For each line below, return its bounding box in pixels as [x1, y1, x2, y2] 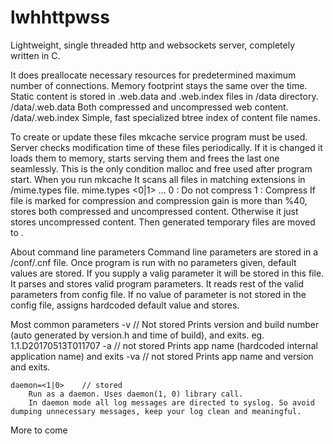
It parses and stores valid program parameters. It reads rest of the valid [10, 277, 305, 290]
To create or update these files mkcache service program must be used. [10, 131, 308, 143]
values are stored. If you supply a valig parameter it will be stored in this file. [10, 267, 325, 279]
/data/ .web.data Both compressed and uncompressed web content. [10, 101, 289, 113]
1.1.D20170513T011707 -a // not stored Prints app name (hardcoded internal [10, 339, 318, 351]
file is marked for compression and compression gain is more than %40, [10, 194, 308, 206]
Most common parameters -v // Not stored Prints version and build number [10, 318, 320, 330]
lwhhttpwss [10, 6, 110, 29]
